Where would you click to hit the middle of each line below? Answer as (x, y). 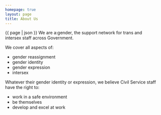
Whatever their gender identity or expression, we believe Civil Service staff (80, 82)
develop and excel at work (39, 107)
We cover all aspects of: (29, 48)
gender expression (31, 67)
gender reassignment (34, 57)
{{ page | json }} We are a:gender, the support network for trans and (74, 33)
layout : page (18, 14)
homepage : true (21, 10)
